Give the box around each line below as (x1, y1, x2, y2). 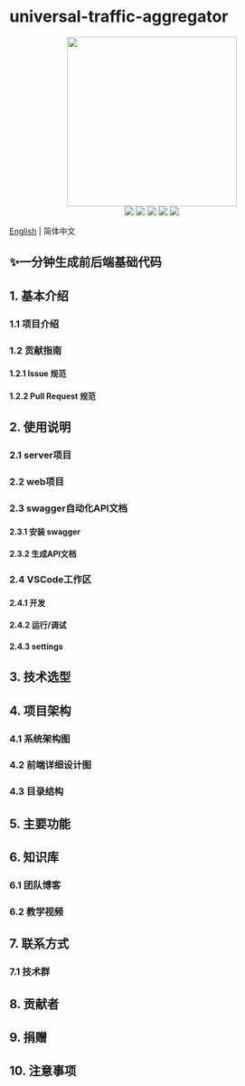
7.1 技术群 (9, 966, 51, 978)
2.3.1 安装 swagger (9, 526, 81, 537)
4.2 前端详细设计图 (9, 759, 92, 771)
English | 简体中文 (9, 225, 76, 236)
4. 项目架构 (9, 703, 71, 718)
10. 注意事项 (9, 1063, 77, 1079)
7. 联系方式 (9, 936, 70, 951)
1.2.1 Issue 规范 (9, 368, 67, 379)
